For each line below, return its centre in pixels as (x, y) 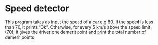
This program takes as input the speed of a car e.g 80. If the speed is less (79, 22)
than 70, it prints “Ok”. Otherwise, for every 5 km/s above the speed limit (78, 27)
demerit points (20, 37)
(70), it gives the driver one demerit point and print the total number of (76, 32)
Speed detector (37, 8)
